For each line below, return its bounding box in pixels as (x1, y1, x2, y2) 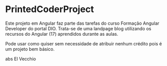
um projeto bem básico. (5, 46, 55, 52)
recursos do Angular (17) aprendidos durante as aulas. (5, 31, 118, 37)
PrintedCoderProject (5, 4, 95, 15)
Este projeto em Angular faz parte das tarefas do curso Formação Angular (5, 20, 159, 26)
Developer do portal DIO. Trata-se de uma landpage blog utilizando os (5, 25, 152, 31)
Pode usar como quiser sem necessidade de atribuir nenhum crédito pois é (5, 40, 162, 46)
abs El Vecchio (5, 55, 36, 61)
